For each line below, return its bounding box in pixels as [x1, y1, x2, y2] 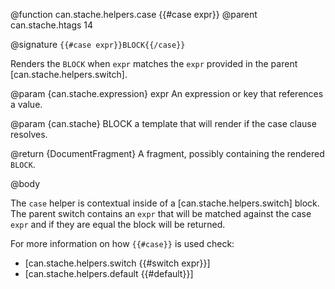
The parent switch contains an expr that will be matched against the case [10, 208, 312, 219]
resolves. [10, 129, 48, 140]
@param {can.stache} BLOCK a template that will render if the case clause [10, 118, 317, 129]
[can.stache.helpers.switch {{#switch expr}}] [24, 257, 211, 269]
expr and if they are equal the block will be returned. [10, 219, 226, 230]
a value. [10, 99, 43, 110]
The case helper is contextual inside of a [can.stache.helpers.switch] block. [10, 197, 320, 209]
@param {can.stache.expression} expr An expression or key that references [10, 88, 324, 99]
